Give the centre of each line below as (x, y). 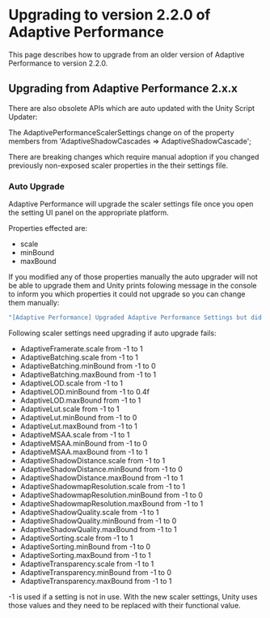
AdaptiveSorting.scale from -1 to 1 (76, 538)
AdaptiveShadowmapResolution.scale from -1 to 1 (103, 486)
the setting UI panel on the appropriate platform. (89, 213)
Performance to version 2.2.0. (58, 63)
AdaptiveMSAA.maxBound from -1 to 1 (84, 452)
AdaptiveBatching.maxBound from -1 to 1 (88, 374)
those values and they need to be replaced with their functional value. (124, 605)
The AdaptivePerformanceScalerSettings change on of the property (121, 132)
